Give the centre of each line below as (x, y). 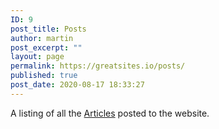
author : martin (42, 38)
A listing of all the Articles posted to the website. (110, 113)
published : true (44, 76)
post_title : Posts (48, 29)
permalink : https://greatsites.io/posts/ (98, 66)
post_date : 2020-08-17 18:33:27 (77, 85)
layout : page (37, 57)
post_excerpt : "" (46, 47)
